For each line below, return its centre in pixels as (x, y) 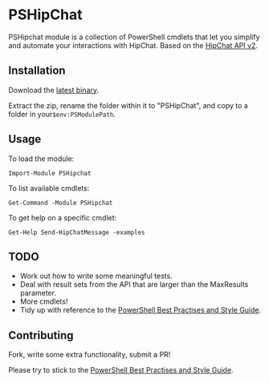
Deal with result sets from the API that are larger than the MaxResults (134, 284)
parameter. (38, 293)
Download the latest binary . (53, 90)
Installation (37, 71)
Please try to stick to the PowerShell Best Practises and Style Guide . (121, 370)
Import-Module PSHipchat (50, 173)
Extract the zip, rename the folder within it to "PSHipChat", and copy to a (128, 105)
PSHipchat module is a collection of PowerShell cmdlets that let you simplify (134, 37)
